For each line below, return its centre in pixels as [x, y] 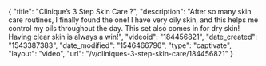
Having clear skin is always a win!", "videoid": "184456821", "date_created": [133, 37]
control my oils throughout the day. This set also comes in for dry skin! [124, 28]
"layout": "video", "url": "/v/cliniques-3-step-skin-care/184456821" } [121, 54]
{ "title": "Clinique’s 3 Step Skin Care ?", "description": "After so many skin [130, 12]
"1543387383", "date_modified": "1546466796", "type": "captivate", [120, 45]
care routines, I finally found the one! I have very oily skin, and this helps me [133, 20]
